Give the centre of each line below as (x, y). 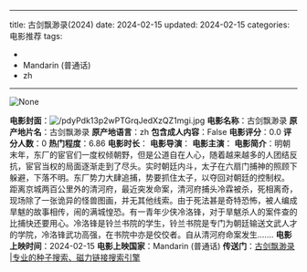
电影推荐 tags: (36, 36)
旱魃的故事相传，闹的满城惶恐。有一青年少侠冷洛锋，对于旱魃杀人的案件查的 (153, 212)
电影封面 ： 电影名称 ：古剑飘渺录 (148, 120)
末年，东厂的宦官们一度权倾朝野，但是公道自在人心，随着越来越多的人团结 (149, 155)
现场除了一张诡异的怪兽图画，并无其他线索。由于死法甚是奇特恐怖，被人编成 (153, 200)
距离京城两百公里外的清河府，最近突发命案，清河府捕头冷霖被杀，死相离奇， (153, 189)
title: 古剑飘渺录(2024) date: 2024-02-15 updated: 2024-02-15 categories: (150, 25)
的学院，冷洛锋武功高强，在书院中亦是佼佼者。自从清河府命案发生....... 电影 (151, 235)
